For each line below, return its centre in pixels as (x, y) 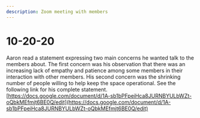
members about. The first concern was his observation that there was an (96, 64)
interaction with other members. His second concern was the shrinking (93, 77)
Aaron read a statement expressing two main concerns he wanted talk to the (100, 58)
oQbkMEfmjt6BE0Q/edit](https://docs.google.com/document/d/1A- (89, 102)
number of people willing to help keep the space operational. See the (91, 83)
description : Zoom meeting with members (57, 12)
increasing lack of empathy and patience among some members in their (95, 70)
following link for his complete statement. (57, 89)
